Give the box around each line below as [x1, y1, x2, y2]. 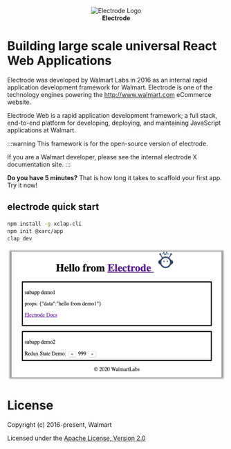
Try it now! [7, 181, 38, 189]
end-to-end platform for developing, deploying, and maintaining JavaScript [7, 118, 221, 127]
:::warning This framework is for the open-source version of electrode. [7, 139, 209, 148]
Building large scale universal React [7, 38, 217, 54]
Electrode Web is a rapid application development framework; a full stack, [7, 111, 218, 119]
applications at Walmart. [7, 125, 76, 134]
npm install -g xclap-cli [7, 220, 82, 227]
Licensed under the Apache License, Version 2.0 [7, 434, 146, 442]
